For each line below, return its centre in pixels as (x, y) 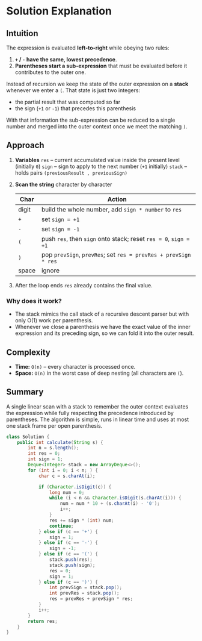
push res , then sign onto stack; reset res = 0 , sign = (115, 239)
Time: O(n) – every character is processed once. (75, 366)
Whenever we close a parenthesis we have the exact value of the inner (103, 327)
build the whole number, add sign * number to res (112, 209)
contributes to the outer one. (50, 72)
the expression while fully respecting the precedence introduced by (90, 413)
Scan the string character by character (63, 184)
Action (117, 199)
